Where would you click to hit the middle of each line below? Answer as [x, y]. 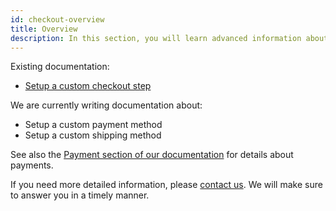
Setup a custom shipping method [93, 135]
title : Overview [44, 29]
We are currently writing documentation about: [106, 105]
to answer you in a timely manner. [80, 195]
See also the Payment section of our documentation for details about [152, 155]
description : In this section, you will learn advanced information [156, 38]
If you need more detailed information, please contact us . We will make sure [166, 185]
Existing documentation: [60, 67]
